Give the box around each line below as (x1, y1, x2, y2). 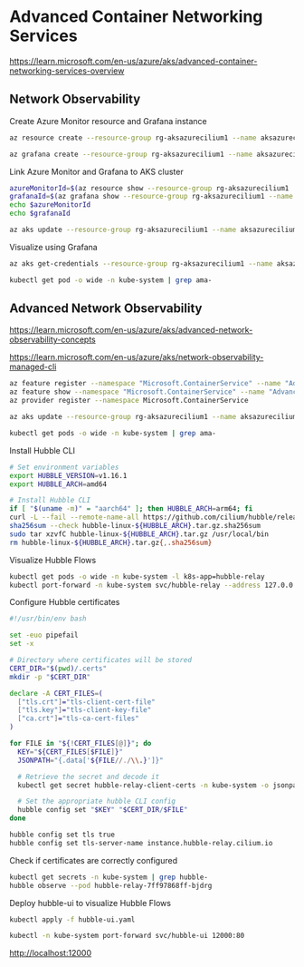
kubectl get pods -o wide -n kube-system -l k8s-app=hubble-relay (9, 571, 265, 581)
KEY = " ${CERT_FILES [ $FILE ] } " (17, 747, 124, 757)
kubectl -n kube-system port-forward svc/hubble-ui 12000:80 (9, 932, 245, 941)
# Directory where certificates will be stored (9, 656, 193, 665)
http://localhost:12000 (9, 948, 92, 959)
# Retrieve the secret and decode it (17, 772, 160, 781)
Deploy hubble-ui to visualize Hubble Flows (9, 897, 172, 908)
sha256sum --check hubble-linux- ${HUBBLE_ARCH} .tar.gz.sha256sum (9, 522, 261, 531)
